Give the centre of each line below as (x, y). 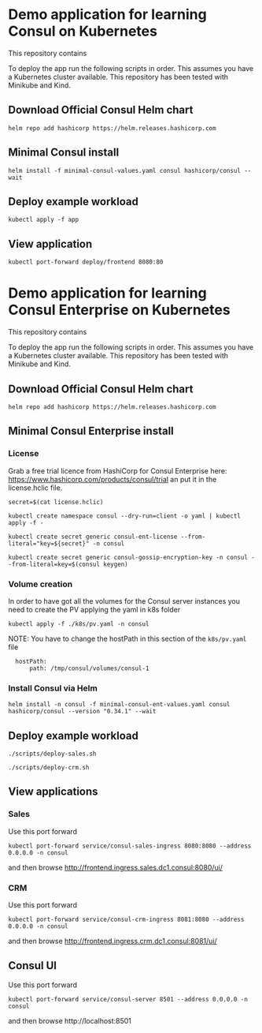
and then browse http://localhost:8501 (70, 1020)
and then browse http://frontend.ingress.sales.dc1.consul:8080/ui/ (115, 867)
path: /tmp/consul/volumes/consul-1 (89, 668)
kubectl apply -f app (44, 220)
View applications (53, 792)
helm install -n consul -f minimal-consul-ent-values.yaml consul (119, 705)
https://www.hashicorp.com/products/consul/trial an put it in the (113, 479)
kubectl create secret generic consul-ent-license (93, 537)
